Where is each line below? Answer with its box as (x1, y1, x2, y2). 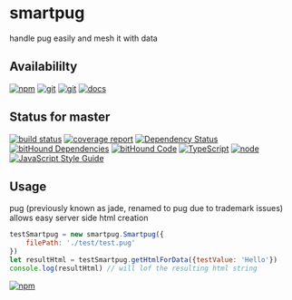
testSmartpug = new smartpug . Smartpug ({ (9, 230, 165, 239)
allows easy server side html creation (9, 212, 149, 224)
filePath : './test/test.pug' (25, 238, 136, 247)
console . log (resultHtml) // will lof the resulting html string (9, 264, 258, 273)
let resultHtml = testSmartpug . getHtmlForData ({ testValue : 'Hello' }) (9, 256, 278, 265)
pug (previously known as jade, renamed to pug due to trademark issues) (9, 203, 284, 214)
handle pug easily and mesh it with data (9, 33, 159, 44)
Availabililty (9, 59, 78, 74)
